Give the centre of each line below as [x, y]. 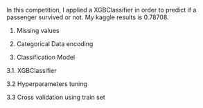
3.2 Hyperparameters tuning [47, 84]
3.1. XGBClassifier [32, 71]
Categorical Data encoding [55, 44]
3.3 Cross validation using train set [56, 97]
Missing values [38, 31]
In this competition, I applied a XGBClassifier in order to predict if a [101, 10]
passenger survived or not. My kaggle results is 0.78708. [88, 17]
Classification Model [46, 57]
